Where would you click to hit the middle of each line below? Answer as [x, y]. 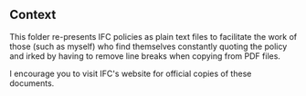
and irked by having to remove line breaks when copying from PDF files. [145, 56]
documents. [32, 83]
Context [33, 15]
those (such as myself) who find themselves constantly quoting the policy [148, 46]
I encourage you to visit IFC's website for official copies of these [131, 73]
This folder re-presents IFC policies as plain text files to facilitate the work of [153, 36]
